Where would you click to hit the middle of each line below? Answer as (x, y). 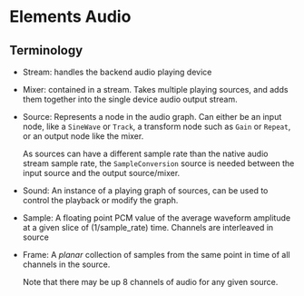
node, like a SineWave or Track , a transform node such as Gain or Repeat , (157, 126)
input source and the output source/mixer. (101, 173)
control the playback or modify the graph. (100, 200)
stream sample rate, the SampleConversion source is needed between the (158, 163)
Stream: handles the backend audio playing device (117, 72)
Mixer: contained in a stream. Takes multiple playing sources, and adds (155, 89)
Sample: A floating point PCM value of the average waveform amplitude (157, 218)
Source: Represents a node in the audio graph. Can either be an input (152, 117)
